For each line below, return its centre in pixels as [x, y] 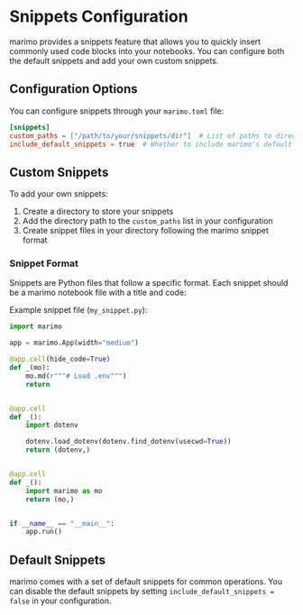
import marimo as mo [64, 491]
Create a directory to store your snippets [98, 211]
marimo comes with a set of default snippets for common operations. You [146, 582]
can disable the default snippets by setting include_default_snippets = [142, 592]
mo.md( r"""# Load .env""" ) [76, 376]
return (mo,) [50, 499]
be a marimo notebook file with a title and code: [98, 293]
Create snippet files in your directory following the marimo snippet [145, 231]
